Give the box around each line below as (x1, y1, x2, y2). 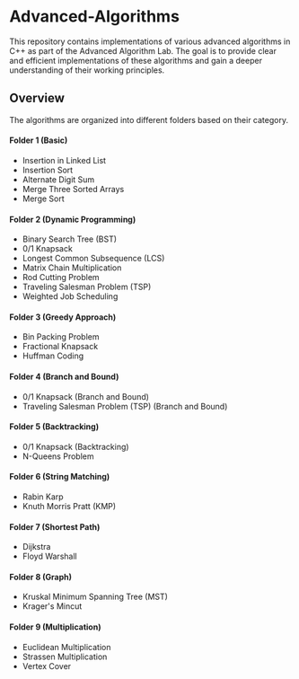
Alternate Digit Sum (22, 173, 95, 185)
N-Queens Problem (22, 451, 94, 462)
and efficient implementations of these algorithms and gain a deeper (9, 55, 263, 66)
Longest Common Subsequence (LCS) (22, 253, 165, 264)
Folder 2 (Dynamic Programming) (9, 214, 136, 225)
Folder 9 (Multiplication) (9, 622, 101, 632)
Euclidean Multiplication (22, 641, 111, 652)
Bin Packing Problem (22, 331, 100, 342)
